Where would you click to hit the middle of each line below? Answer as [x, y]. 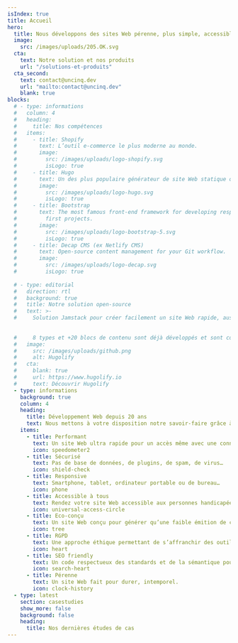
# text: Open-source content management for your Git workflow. [120, 252]
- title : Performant [56, 437]
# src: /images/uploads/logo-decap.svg [85, 265]
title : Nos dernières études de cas [80, 628]
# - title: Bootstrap [52, 206]
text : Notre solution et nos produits [77, 60]
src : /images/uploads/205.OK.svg [69, 47]
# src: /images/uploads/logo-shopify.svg [88, 160]
